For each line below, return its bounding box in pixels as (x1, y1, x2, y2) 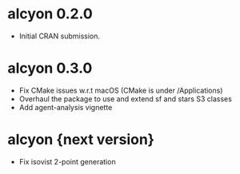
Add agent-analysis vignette (18, 102, 113, 112)
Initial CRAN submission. (18, 31, 101, 41)
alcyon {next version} (7, 131, 155, 148)
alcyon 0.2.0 (7, 5, 93, 23)
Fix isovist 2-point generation (18, 156, 117, 166)
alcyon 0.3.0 (7, 59, 93, 77)
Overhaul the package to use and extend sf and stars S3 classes (18, 93, 233, 104)
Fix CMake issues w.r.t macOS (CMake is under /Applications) (18, 85, 223, 95)
